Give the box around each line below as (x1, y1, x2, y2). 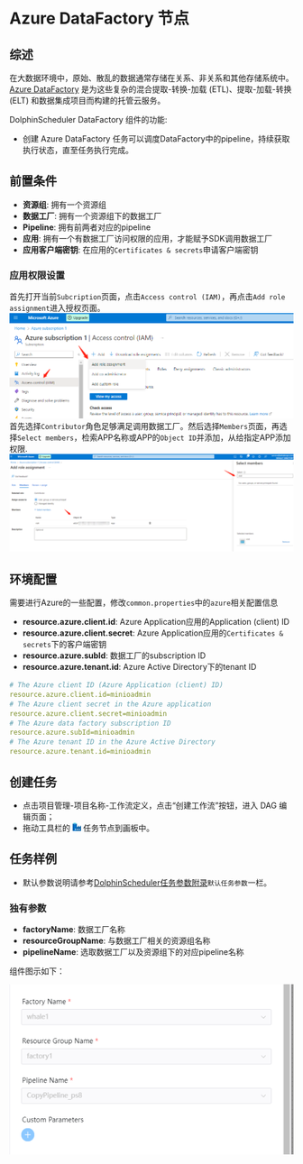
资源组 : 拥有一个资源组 (22, 199, 106, 210)
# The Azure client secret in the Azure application (9, 700, 212, 709)
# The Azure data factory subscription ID (9, 719, 171, 728)
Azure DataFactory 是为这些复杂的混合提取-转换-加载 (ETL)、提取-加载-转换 (9, 84, 292, 95)
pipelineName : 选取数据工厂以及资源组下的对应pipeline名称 (22, 947, 245, 958)
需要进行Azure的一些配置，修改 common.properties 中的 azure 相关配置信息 (9, 597, 279, 609)
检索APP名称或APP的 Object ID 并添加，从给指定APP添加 (81, 432, 291, 443)
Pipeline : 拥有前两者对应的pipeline (22, 222, 151, 233)
